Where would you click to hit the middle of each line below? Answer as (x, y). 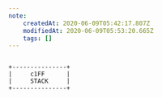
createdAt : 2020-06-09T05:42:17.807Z (87, 23)
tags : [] (38, 38)
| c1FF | (39, 74)
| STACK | (39, 81)
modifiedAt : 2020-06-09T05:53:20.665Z (88, 31)
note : (17, 16)
